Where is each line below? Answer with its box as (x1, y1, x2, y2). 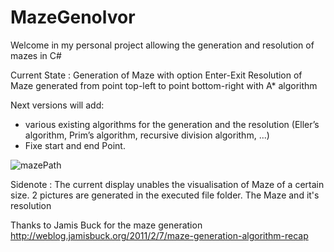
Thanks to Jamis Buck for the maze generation (10, 219, 203, 231)
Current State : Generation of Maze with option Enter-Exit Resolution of (10, 69, 303, 81)
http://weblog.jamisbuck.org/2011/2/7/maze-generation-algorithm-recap (10, 229, 309, 241)
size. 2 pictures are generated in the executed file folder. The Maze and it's (10, 189, 320, 201)
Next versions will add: (10, 99, 105, 111)
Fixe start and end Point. (24, 139, 126, 151)
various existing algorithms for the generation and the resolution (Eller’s (24, 118, 320, 130)
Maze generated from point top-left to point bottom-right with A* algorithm (10, 79, 318, 91)
